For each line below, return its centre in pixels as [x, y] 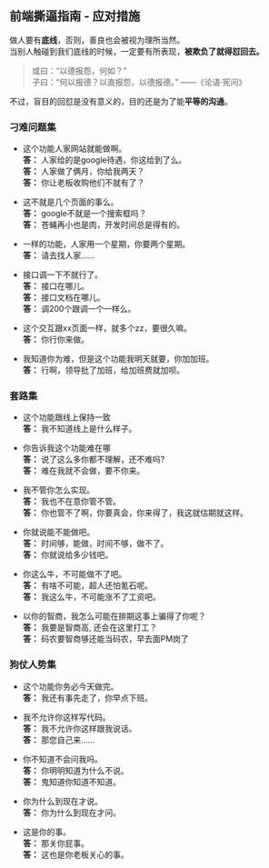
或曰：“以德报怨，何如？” [79, 70]
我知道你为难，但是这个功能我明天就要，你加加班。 [118, 359]
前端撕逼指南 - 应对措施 [75, 16]
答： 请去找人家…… [59, 255]
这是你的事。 [46, 832]
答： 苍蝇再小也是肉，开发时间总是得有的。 [103, 224]
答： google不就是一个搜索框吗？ [85, 214]
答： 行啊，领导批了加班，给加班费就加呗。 [103, 370]
